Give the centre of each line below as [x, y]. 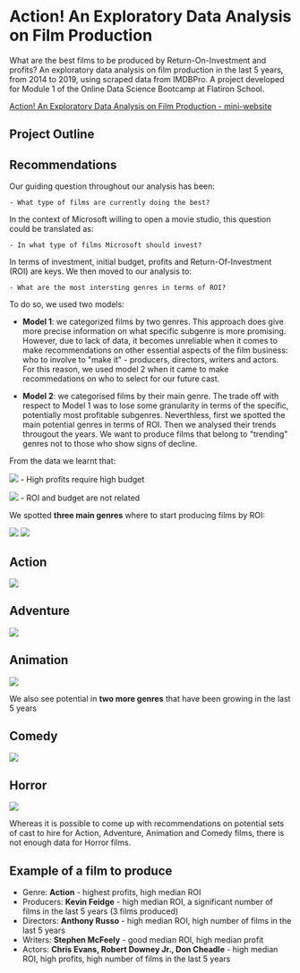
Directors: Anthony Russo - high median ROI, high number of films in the [157, 921]
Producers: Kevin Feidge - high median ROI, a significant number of [147, 902]
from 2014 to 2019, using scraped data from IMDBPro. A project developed [147, 79]
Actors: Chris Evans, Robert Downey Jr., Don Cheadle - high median [150, 950]
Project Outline [52, 135]
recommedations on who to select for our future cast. [121, 379]
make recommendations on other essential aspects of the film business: [155, 350]
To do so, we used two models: [67, 304]
